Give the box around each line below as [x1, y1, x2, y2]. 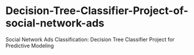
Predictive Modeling [5, 42, 54, 49]
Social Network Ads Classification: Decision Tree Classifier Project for [5, 36, 175, 43]
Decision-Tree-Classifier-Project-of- [5, 4, 189, 18]
